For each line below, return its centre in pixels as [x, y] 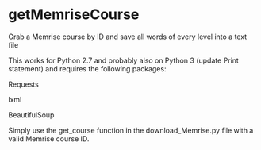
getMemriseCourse [74, 15]
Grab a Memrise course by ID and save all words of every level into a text [128, 37]
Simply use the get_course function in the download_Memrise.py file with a [131, 130]
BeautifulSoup [31, 115]
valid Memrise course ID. [49, 138]
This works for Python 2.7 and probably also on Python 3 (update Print [124, 60]
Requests [24, 84]
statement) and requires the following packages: [87, 68]
